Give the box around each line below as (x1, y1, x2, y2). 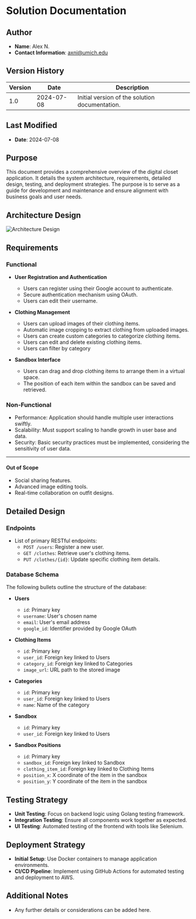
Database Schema (6, 570, 60, 579)
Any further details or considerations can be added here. (14, 906, 151, 913)
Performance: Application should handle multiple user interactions (14, 414, 174, 421)
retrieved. (23, 386, 47, 393)
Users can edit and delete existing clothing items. (23, 338, 142, 346)
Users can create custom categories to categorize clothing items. (23, 332, 181, 339)
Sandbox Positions (14, 742, 61, 749)
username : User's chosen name (23, 612, 97, 619)
